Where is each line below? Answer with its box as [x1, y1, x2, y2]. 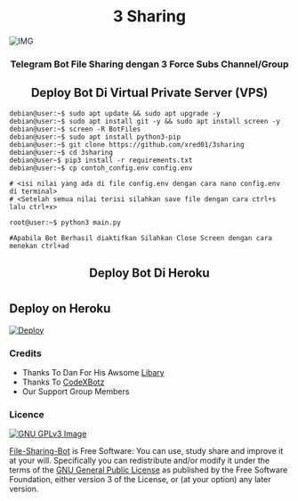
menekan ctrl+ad [9, 241, 69, 250]
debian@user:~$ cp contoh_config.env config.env [9, 163, 193, 173]
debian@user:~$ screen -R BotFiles [9, 125, 141, 133]
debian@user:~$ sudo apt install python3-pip [9, 132, 181, 141]
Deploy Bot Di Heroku [88, 265, 211, 281]
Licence [9, 408, 44, 420]
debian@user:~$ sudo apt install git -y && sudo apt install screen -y [9, 117, 280, 125]
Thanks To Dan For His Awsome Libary [21, 367, 165, 377]
